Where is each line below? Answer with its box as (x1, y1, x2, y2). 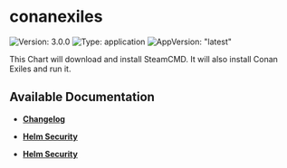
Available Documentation (9, 89, 156, 105)
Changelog (22, 113, 66, 124)
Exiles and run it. (9, 63, 72, 74)
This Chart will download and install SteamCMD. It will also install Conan (9, 53, 279, 64)
